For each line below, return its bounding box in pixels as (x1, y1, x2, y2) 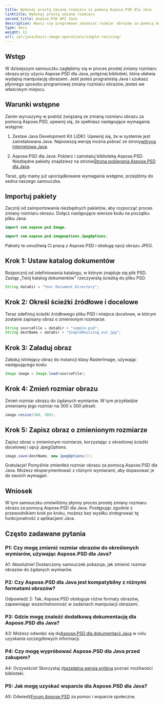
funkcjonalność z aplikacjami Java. (5, 515, 76, 521)
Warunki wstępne (5, 101, 60, 109)
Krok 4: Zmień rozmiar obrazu (5, 384, 98, 393)
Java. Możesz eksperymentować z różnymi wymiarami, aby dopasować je (5, 468, 155, 473)
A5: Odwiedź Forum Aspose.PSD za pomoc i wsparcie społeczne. (5, 694, 136, 700)
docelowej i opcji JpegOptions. (5, 444, 67, 450)
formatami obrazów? (5, 585, 56, 592)
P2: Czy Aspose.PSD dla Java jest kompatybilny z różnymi (5, 578, 146, 585)
